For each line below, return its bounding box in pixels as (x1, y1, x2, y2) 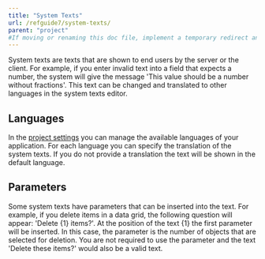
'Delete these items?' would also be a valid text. (8, 243, 163, 253)
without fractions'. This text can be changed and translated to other (8, 81, 227, 90)
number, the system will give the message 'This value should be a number (8, 72, 249, 81)
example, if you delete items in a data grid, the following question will (8, 210, 233, 220)
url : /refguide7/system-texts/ (8, 19, 111, 27)
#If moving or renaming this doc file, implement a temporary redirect (8, 33, 248, 42)
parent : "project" (8, 26, 69, 34)
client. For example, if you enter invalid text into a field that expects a (8, 64, 232, 73)
